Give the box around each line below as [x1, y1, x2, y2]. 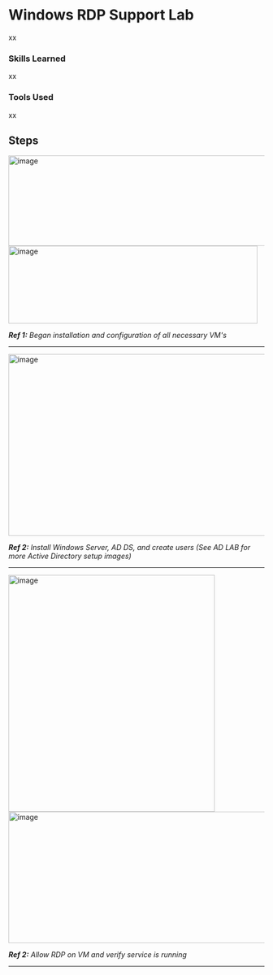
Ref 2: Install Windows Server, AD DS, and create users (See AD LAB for [8, 543, 251, 552]
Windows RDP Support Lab [8, 6, 194, 24]
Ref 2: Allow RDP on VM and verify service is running [8, 950, 187, 960]
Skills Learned [8, 53, 67, 64]
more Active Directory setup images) [8, 551, 132, 561]
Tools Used [8, 92, 54, 103]
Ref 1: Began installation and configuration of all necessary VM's [8, 331, 227, 340]
